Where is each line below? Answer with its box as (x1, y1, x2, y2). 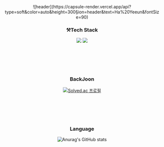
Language (70, 125, 94, 132)
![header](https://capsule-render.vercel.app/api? (33, 4, 131, 9)
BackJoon (70, 76, 94, 83)
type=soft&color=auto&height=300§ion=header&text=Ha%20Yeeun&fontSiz (4, 9, 160, 15)
